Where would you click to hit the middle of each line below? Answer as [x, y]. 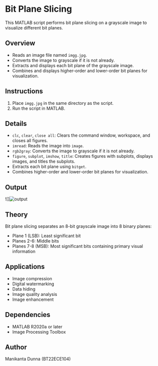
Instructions [24, 91]
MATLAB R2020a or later [37, 326]
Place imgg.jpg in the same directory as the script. [63, 103]
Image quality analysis [35, 294]
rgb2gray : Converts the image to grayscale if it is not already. [73, 151]
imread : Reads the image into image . [48, 146]
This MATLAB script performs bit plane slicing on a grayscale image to [76, 23]
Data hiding [24, 289]
